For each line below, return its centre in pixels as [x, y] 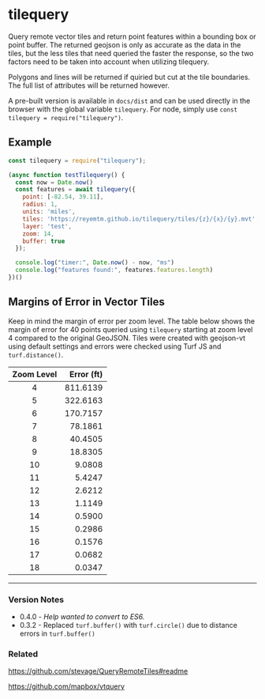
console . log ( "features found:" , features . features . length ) [114, 270]
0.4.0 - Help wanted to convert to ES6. [82, 616]
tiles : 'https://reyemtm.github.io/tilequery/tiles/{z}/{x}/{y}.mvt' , [141, 219]
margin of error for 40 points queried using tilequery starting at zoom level [131, 329]
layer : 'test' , [47, 226]
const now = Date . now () [54, 182]
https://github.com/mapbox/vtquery [66, 686]
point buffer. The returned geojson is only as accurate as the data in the [125, 44]
